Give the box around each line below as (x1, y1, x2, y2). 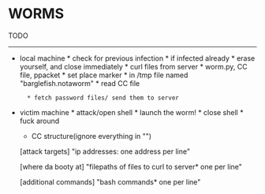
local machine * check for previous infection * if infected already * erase (19, 53, 256, 63)
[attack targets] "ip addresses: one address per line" (19, 147, 191, 156)
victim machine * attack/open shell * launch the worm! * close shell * (19, 107, 244, 117)
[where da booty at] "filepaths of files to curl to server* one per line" (19, 162, 243, 171)
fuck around (19, 116, 60, 125)
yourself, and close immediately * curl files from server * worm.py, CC (19, 62, 248, 71)
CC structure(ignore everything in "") (31, 131, 152, 140)
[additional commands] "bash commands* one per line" (19, 177, 201, 186)
